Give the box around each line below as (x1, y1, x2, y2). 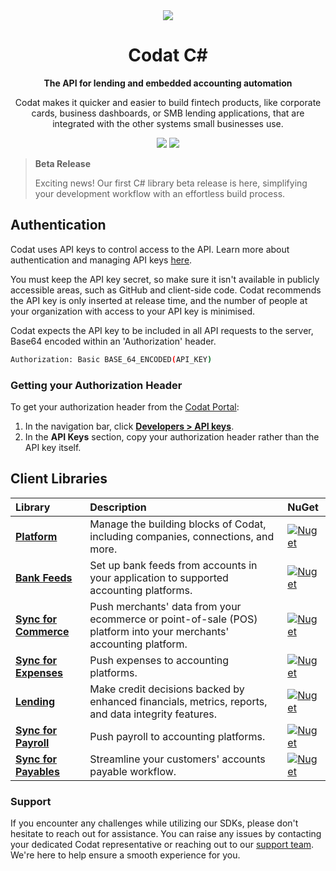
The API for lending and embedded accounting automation (43, 77, 293, 89)
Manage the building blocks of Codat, (89, 517, 267, 531)
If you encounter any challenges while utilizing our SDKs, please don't (10, 817, 299, 829)
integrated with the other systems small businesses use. (52, 117, 284, 129)
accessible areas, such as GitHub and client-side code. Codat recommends (10, 284, 322, 296)
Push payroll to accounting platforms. (89, 729, 266, 743)
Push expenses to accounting (89, 653, 230, 667)
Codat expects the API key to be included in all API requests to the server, (10, 324, 314, 336)
